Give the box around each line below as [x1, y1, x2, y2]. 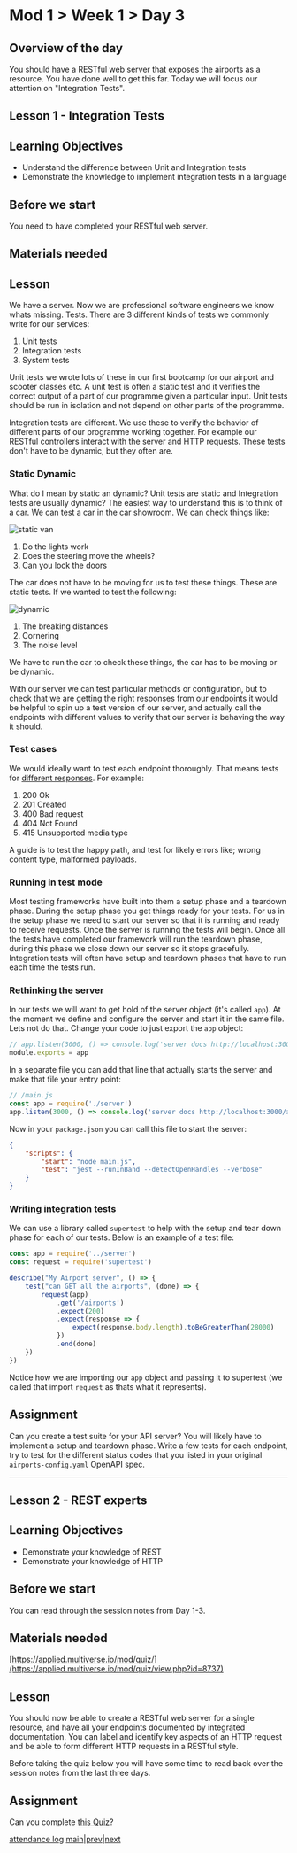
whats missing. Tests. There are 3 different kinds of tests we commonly [9, 309, 270, 320]
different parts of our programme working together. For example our [9, 427, 257, 438]
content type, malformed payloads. [9, 854, 137, 864]
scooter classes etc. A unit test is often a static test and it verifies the [9, 382, 261, 392]
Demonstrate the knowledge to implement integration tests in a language [21, 172, 287, 182]
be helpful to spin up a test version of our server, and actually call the [9, 702, 262, 713]
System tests [21, 355, 70, 366]
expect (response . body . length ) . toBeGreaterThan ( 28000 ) [72, 1323, 275, 1332]
